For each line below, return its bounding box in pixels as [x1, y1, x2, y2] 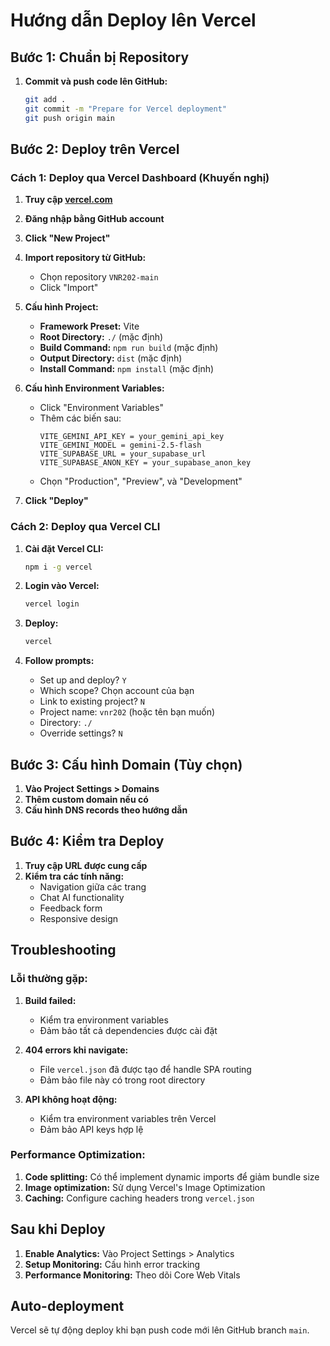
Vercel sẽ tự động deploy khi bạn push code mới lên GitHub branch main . [10, 1324, 310, 1336]
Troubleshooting [10, 942, 117, 959]
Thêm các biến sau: [39, 412, 122, 424]
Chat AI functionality [39, 891, 125, 903]
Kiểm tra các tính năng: [24, 870, 125, 882]
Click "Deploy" [24, 495, 89, 507]
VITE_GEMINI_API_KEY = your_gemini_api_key [39, 432, 225, 442]
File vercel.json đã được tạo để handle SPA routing [39, 1063, 252, 1075]
